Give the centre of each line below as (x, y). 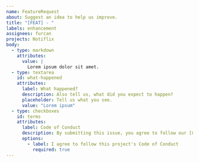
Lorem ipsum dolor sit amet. (63, 67)
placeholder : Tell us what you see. (67, 100)
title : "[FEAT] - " (30, 23)
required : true (51, 150)
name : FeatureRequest (33, 12)
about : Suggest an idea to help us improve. (62, 17)
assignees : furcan (29, 34)
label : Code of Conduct (51, 128)
